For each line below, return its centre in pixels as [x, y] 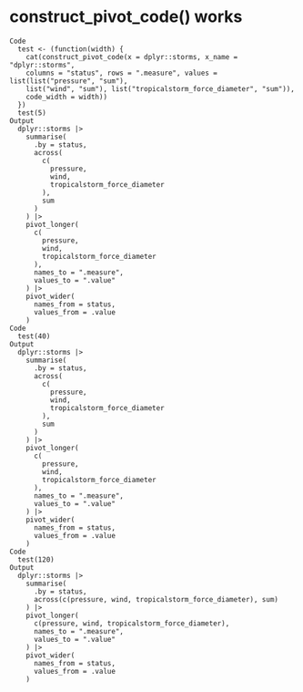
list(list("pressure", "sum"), [69, 81]
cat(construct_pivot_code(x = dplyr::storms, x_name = [132, 57]
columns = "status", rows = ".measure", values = [122, 73]
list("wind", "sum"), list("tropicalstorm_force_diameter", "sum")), [161, 88]
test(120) [36, 559]
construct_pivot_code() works [126, 17]
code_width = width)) [66, 97]
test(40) [34, 336]
